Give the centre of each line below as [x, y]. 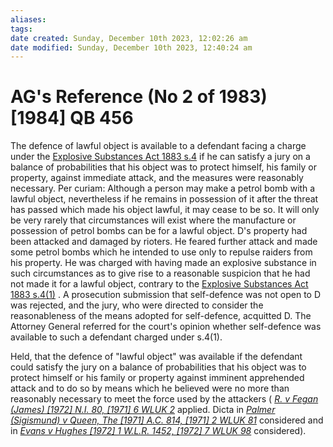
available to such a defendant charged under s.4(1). [116, 337]
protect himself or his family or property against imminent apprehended [157, 378]
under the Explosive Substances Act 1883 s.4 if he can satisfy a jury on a [160, 157]
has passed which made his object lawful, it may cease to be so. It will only [165, 210]
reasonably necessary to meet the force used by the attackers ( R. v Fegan [164, 399]
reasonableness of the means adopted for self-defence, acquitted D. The [161, 316]
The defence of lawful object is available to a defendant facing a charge [158, 146]
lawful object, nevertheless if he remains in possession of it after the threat [164, 199]
